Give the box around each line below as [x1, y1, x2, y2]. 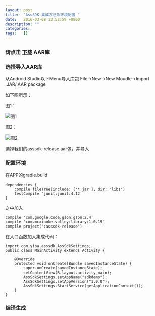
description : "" [5, 21, 39, 27]
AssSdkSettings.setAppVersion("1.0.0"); [23, 279, 110, 284]
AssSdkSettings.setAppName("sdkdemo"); [23, 274, 108, 280]
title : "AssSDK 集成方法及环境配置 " [5, 12, 80, 17]
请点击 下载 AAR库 [5, 49, 50, 56]
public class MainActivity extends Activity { [5, 248, 105, 253]
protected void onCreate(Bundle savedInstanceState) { [14, 261, 132, 266]
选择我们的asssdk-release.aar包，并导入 [5, 146, 89, 152]
